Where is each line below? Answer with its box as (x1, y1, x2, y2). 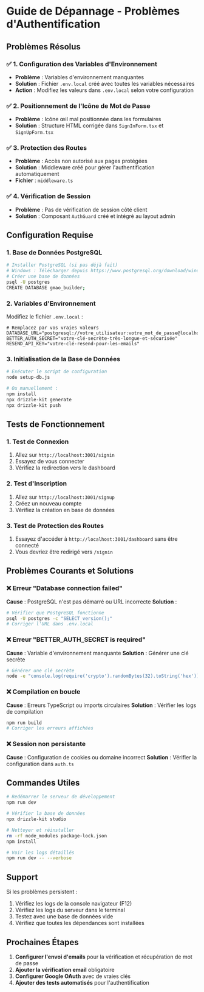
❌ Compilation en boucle (6, 688, 81, 696)
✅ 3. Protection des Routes (6, 144, 87, 152)
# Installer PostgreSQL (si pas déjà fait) (6, 262, 118, 269)
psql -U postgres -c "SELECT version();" (6, 615, 113, 622)
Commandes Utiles (6, 778, 80, 788)
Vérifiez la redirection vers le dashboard (15, 464, 115, 471)
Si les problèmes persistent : (6, 888, 78, 896)
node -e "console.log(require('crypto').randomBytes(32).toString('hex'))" (6, 673, 202, 680)
